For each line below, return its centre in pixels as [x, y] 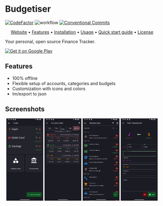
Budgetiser [28, 9]
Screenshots [25, 109]
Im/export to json [29, 93]
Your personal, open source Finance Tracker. [50, 41]
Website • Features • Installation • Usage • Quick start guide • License [82, 32]
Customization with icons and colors [49, 89]
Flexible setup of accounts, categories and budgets [64, 83]
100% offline [25, 78]
